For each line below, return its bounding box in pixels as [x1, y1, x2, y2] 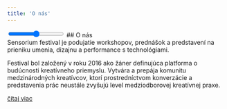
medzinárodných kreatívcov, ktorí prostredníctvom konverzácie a [7, 73, 192, 81]
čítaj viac [7, 94, 33, 102]
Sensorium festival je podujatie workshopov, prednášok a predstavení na [7, 38, 215, 46]
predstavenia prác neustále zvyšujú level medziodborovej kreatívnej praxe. [7, 81, 221, 89]
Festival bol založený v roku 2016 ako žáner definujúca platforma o [7, 59, 198, 67]
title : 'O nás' [7, 10, 51, 17]
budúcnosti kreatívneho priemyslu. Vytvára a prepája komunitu [7, 66, 187, 75]
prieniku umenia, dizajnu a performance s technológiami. [7, 46, 170, 54]
